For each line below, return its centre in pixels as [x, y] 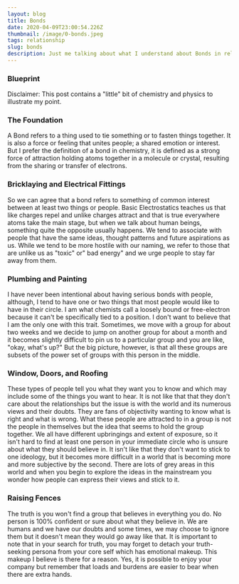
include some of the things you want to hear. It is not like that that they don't [119, 397]
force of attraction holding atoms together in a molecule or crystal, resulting [118, 158]
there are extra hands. [40, 574]
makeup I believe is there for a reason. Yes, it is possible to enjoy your [110, 559]
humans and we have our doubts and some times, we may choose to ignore [118, 528]
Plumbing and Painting [47, 278]
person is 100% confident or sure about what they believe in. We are [108, 521]
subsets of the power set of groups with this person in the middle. [104, 355]
